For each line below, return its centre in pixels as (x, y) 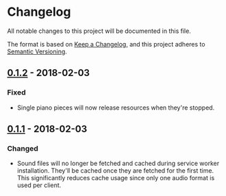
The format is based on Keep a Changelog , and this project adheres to (106, 44)
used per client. (39, 185)
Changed (23, 148)
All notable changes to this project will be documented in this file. (99, 31)
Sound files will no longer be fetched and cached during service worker (118, 163)
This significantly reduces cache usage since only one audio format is (116, 178)
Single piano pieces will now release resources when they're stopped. (116, 108)
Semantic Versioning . (37, 51)
